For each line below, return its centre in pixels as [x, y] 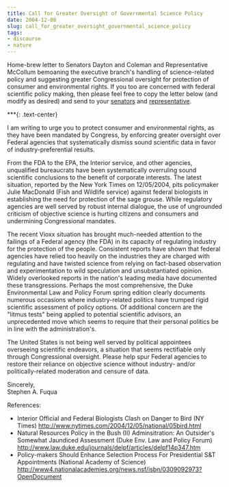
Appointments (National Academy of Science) [81, 462]
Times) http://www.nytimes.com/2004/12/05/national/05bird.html [109, 426]
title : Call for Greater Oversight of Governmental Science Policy [105, 13]
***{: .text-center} [32, 114]
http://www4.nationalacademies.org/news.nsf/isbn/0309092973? [109, 469]
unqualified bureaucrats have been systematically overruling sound [102, 170]
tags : [15, 33]
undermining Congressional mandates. [62, 221]
